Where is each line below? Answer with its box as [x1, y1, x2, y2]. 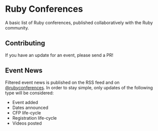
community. [5, 25, 29, 30]
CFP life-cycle [12, 109, 41, 116]
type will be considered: [5, 90, 54, 96]
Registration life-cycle [12, 115, 57, 121]
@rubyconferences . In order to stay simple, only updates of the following [5, 84, 153, 90]
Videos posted [12, 120, 42, 126]
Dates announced [12, 105, 48, 110]
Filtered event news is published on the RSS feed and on [5, 79, 120, 85]
